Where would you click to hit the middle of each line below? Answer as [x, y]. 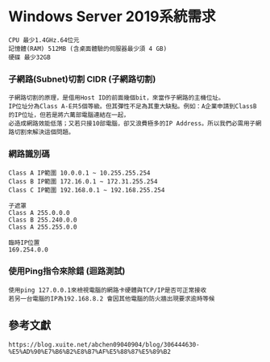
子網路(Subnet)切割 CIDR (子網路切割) [82, 79]
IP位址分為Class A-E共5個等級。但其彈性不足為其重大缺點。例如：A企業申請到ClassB [133, 107]
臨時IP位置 [24, 242]
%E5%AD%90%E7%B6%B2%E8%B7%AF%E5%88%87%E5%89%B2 [90, 351]
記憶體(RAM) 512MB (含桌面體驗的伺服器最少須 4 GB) [88, 48]
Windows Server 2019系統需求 [112, 17]
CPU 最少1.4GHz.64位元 [44, 40]
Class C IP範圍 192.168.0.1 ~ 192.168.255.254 [87, 190]
